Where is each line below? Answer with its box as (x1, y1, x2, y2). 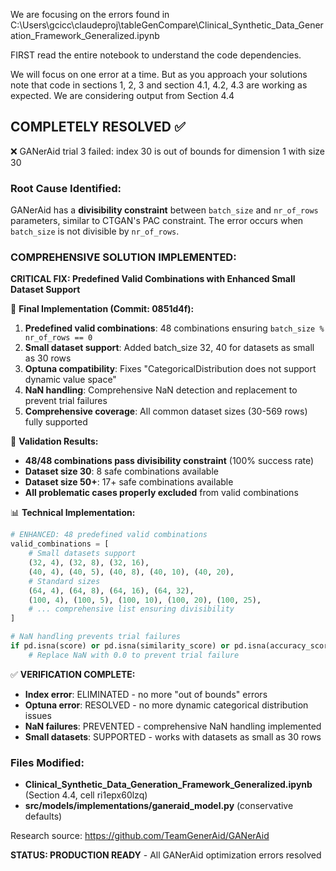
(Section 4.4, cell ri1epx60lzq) (24, 789, 148, 801)
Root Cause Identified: (10, 181, 122, 195)
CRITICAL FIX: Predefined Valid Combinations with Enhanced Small (10, 273, 296, 285)
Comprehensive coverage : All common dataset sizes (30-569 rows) (24, 405, 308, 418)
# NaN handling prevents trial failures (10, 632, 182, 642)
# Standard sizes (28, 576, 101, 586)
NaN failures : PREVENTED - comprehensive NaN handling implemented (24, 720, 322, 732)
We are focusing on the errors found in (10, 9, 170, 20)
